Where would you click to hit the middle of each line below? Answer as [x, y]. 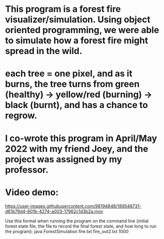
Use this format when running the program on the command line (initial [77, 221]
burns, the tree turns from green [72, 84]
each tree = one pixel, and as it [69, 74]
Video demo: [32, 192]
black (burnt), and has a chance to [77, 105]
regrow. [21, 116]
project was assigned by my [64, 159]
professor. [27, 170]
